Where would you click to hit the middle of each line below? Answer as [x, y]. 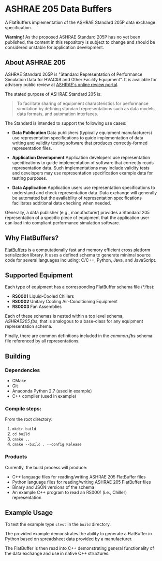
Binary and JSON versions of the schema [53, 487]
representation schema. [29, 326]
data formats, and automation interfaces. [57, 114]
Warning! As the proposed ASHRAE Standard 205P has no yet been [73, 37]
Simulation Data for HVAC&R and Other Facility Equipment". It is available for [81, 79]
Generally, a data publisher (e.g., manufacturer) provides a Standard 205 [77, 212]
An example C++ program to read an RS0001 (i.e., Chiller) [69, 492]
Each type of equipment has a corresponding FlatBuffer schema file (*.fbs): [80, 287]
